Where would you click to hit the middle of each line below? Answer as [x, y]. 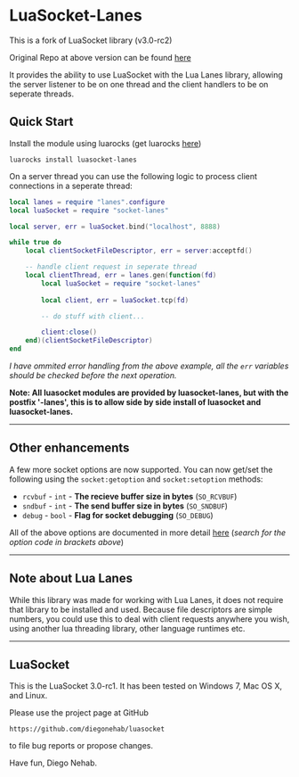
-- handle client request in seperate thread [111, 267]
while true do [36, 243]
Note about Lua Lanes [71, 579]
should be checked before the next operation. [93, 375]
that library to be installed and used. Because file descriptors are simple [141, 609]
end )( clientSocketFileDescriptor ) [89, 341]
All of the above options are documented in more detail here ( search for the [148, 533]
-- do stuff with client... [93, 316]
